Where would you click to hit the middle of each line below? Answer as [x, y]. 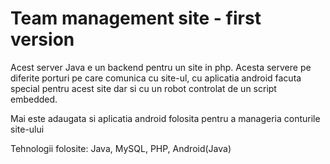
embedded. [34, 99]
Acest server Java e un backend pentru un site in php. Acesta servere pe [161, 67]
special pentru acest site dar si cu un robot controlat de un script [143, 88]
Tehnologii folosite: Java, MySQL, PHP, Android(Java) [121, 148]
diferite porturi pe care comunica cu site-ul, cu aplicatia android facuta [156, 78]
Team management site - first [136, 18]
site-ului [27, 129]
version [42, 39]
